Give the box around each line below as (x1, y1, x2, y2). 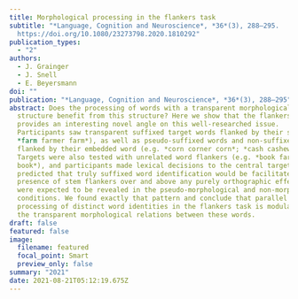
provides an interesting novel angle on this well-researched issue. (17, 120, 279, 129)
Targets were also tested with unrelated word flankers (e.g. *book (17, 152, 276, 162)
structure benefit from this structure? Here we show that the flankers (17, 111, 292, 120)
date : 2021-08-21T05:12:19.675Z (9, 276, 129, 285)
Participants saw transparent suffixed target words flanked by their (17, 128, 284, 137)
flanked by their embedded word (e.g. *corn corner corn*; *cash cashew (17, 144, 292, 153)
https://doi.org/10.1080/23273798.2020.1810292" (17, 29, 200, 38)
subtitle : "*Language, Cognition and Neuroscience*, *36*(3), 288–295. (9, 21, 279, 30)
